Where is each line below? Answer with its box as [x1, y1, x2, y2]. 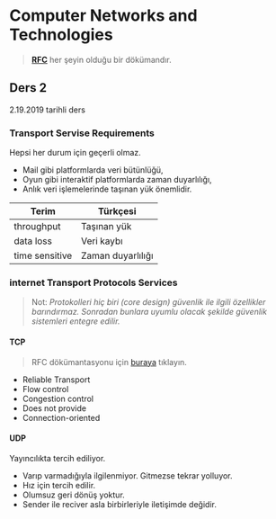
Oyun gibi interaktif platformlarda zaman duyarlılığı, [22, 174, 213, 185]
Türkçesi [97, 205, 137, 218]
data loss [13, 235, 52, 247]
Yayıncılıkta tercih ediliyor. [9, 452, 106, 463]
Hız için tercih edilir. [22, 479, 96, 490]
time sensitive [13, 249, 73, 262]
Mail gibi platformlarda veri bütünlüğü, [22, 165, 164, 175]
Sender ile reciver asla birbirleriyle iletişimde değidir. [22, 498, 218, 509]
